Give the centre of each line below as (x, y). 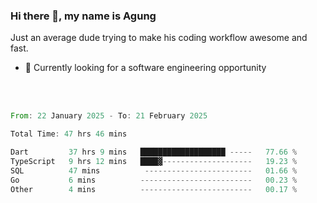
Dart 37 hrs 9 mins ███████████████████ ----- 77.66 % (154, 152)
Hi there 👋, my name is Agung (83, 16)
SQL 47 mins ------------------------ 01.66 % (154, 170)
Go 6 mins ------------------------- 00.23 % (154, 180)
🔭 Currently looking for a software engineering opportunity (145, 68)
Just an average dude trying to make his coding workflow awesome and (159, 38)
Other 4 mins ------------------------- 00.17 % (154, 189)
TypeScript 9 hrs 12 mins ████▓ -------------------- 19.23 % (154, 161)
